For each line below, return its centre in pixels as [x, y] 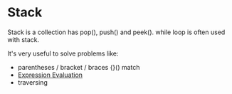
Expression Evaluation [50, 75]
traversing [32, 82]
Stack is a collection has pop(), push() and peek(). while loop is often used [116, 32]
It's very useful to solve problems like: [63, 53]
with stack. [23, 39]
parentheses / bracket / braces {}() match [79, 67]
